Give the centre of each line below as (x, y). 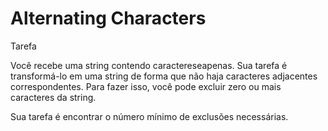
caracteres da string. (53, 97)
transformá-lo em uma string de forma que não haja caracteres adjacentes (164, 76)
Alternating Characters (108, 18)
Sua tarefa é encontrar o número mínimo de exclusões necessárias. (149, 116)
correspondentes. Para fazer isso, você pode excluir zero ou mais (146, 86)
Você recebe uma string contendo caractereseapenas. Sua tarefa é (149, 65)
